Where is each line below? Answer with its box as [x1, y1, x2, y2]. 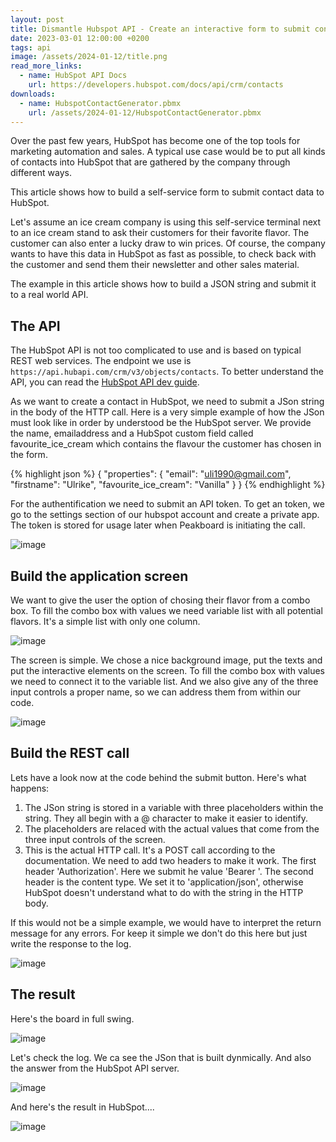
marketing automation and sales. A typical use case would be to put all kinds [10, 146, 326, 158]
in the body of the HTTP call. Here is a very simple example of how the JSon [10, 406, 325, 418]
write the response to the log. [10, 937, 132, 950]
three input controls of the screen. [24, 833, 166, 845]
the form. [10, 449, 48, 461]
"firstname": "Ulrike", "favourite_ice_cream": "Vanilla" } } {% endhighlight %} [10, 479, 326, 491]
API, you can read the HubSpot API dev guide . [10, 376, 200, 388]
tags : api [10, 42, 52, 53]
